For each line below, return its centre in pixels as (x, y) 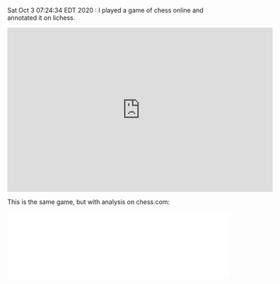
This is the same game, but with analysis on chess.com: (89, 202)
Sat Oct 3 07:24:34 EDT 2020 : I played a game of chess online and (105, 10)
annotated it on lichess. (41, 18)
